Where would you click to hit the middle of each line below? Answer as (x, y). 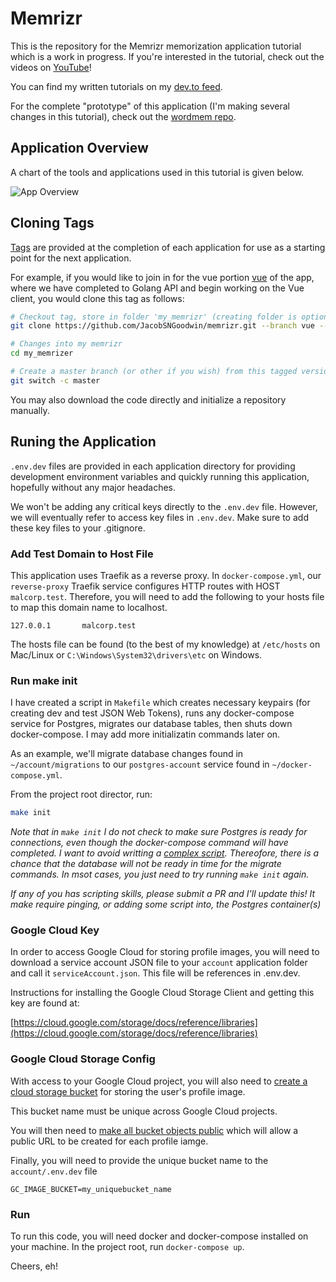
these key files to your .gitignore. (78, 528)
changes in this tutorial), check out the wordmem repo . (123, 116)
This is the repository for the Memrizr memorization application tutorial (156, 46)
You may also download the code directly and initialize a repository (148, 399)
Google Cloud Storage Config (83, 1059)
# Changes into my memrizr (66, 344)
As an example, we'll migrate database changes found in (127, 754)
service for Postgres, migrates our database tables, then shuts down (151, 724)
